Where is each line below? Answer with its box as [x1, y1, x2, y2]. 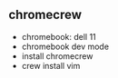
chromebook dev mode [21, 41, 110, 52]
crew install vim [21, 60, 81, 71]
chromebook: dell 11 [21, 31, 96, 42]
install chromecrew [21, 50, 93, 62]
